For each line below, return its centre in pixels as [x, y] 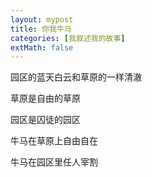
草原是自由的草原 [45, 98]
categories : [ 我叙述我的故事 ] [68, 38]
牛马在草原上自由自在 [54, 141]
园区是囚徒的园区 [45, 120]
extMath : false [42, 47]
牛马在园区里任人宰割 [54, 162]
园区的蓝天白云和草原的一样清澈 [76, 77]
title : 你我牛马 [41, 29]
